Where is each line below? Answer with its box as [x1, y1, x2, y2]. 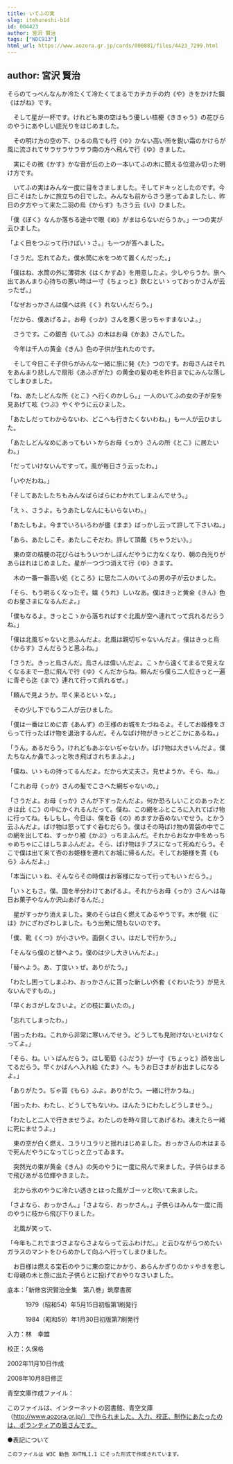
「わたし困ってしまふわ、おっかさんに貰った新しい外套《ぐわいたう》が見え [7, 978, 226, 986]
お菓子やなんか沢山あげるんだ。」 [12, 895, 107, 903]
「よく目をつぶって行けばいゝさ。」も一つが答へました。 [7, 239, 169, 247]
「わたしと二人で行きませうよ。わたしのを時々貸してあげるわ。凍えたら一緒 [7, 1115, 225, 1124]
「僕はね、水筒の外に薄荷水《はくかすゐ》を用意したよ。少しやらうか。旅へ [7, 268, 226, 276]
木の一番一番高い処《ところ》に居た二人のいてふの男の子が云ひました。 [12, 573, 220, 581]
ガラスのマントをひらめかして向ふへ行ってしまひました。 [7, 1247, 171, 1256]
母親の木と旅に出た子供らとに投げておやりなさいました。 [12, 1270, 178, 1279]
